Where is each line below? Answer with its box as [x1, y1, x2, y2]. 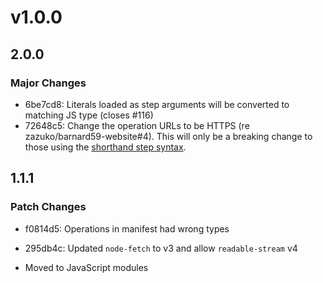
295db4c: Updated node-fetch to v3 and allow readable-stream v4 [24, 242, 298, 254]
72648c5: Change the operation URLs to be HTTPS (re [24, 119, 250, 131]
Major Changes [10, 76, 87, 90]
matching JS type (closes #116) [24, 109, 154, 121]
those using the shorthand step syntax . [24, 141, 187, 153]
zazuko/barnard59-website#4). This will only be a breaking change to [24, 130, 313, 142]
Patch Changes [10, 200, 87, 214]
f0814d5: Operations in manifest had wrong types [24, 222, 230, 235]
